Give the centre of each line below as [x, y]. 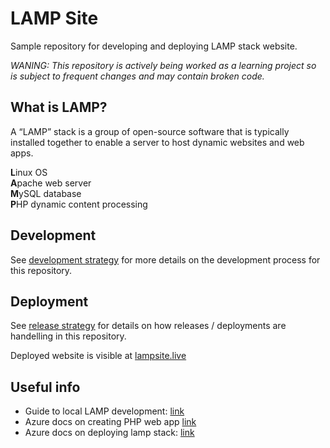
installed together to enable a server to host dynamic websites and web [157, 142]
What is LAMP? [59, 107]
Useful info [45, 387]
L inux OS [29, 172]
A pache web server [51, 183]
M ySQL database [46, 193]
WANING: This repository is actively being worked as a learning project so [163, 65]
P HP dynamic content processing [79, 204]
